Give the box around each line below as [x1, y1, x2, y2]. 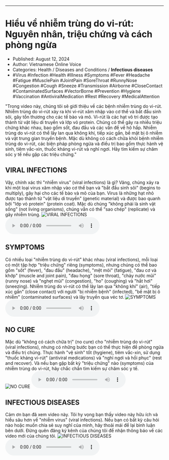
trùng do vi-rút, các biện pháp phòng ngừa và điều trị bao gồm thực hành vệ [5, 141, 163, 147]
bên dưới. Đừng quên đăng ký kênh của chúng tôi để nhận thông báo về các [5, 428, 163, 434]
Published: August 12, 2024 [12, 56, 70, 62]
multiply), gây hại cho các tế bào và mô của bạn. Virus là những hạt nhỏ [5, 190, 154, 196]
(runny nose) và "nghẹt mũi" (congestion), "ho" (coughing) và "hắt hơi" [5, 278, 153, 284]
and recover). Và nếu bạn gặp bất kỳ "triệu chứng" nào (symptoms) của [5, 360, 154, 366]
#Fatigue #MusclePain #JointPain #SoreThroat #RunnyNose [12, 77, 137, 83]
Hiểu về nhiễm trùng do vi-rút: [5, 18, 134, 29]
